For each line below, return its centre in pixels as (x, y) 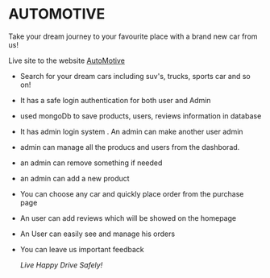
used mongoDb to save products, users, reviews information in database (141, 116)
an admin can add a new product (75, 178)
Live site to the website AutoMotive (66, 60)
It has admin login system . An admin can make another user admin (131, 131)
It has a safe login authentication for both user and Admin (115, 100)
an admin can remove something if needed (91, 163)
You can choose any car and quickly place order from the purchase (132, 193)
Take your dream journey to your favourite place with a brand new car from (133, 36)
